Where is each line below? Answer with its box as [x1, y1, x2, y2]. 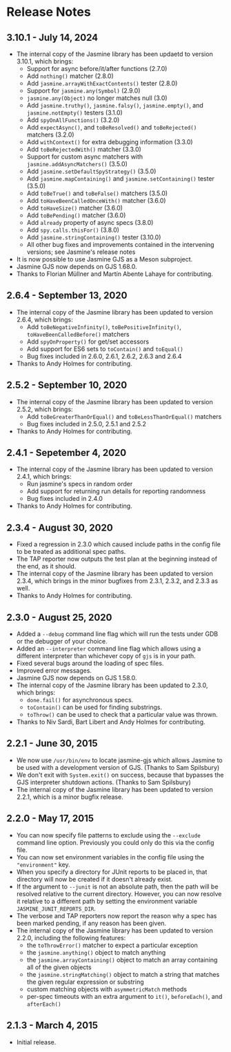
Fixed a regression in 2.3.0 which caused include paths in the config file [16, 540, 221, 548]
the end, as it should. [16, 562, 77, 570]
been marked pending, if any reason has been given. [16, 919, 167, 927]
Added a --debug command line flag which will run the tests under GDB [16, 630, 219, 638]
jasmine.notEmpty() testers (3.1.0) [26, 108, 123, 117]
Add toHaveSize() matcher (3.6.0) [26, 204, 123, 212]
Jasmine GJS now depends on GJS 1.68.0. [16, 263, 137, 270]
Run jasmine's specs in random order [26, 480, 133, 488]
